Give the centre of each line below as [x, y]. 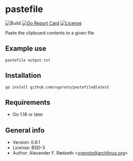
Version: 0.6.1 [26, 142]
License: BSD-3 [29, 148]
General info [25, 130]
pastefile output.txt [28, 60]
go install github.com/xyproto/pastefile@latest [57, 87]
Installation [23, 75]
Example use [26, 49]
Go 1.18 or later [28, 114]
